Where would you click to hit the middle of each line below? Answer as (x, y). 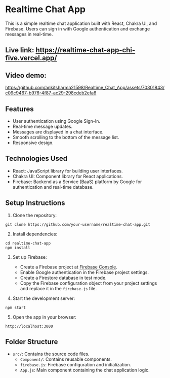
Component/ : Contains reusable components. (66, 359)
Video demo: (26, 75)
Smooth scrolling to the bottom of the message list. (66, 137)
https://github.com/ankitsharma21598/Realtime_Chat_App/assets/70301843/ (85, 88)
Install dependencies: (35, 234)
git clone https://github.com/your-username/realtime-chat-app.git (78, 224)
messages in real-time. (29, 34)
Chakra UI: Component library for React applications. (68, 176)
